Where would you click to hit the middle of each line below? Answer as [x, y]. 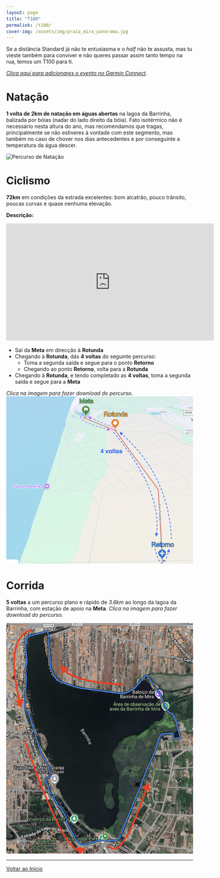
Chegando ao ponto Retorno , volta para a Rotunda [86, 369]
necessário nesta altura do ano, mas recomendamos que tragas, [85, 126]
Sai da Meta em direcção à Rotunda [59, 350]
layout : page [22, 12]
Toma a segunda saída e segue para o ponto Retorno [89, 363]
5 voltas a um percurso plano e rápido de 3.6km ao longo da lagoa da [91, 602]
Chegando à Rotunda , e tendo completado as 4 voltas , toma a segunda [103, 375]
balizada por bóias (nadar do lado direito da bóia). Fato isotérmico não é [94, 120]
